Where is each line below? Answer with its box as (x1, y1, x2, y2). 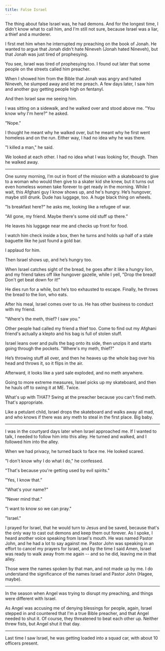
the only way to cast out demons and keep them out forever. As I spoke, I (5, 530, 153, 536)
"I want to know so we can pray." (5, 506, 72, 512)
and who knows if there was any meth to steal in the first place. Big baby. (5, 414, 153, 420)
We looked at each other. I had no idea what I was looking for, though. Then (5, 154, 158, 160)
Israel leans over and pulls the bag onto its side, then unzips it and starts (5, 340, 152, 346)
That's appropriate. (5, 399, 44, 405)
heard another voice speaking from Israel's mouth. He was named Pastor (5, 535, 153, 541)
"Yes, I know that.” (5, 477, 43, 483)
